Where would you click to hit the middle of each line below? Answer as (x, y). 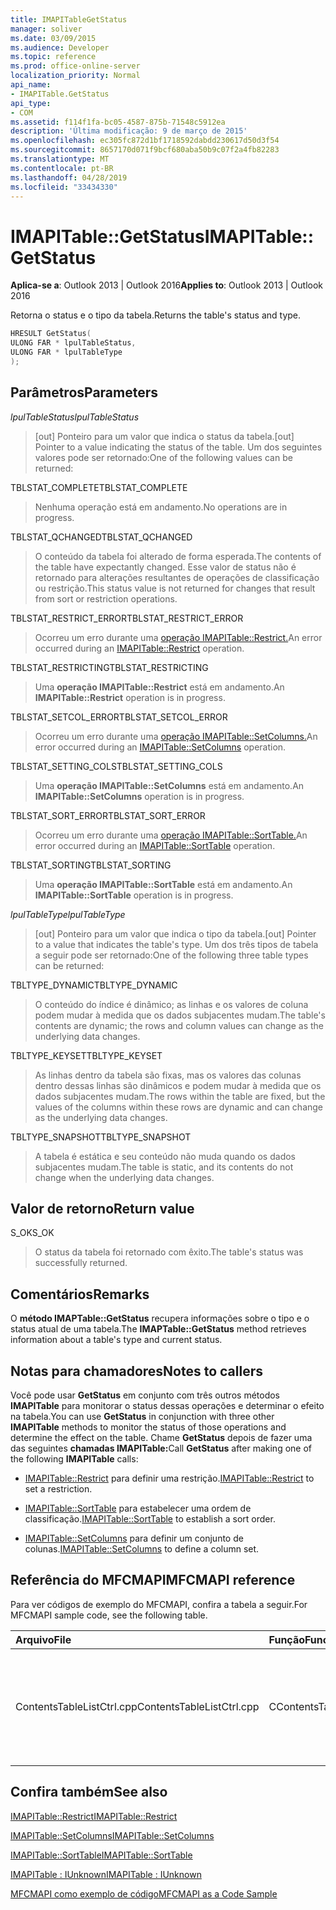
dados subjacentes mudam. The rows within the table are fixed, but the (180, 1096)
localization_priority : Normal (75, 76)
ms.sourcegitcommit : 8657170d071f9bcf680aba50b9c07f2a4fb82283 (145, 150)
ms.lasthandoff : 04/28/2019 (69, 177)
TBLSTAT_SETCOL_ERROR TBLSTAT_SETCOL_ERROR (119, 717)
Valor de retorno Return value (102, 1209)
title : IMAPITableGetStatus (69, 19)
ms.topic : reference (53, 57)
